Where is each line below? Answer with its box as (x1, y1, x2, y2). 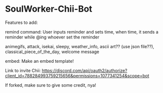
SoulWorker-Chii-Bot (5, 3, 93, 15)
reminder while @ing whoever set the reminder (5, 34, 100, 40)
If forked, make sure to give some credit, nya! (5, 82, 97, 88)
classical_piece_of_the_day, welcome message (5, 49, 100, 55)
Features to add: (5, 19, 38, 25)
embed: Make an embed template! (5, 58, 74, 64)
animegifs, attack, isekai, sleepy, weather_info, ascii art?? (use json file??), (5, 43, 155, 49)
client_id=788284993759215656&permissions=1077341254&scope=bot (5, 73, 150, 78)
